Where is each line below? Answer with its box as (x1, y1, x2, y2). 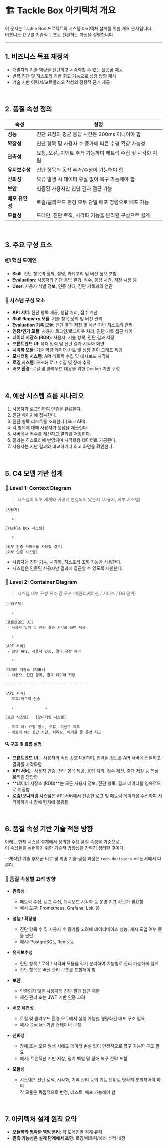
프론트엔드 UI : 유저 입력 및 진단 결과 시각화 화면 (12, 340, 105, 346)
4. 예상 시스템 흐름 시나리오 (5, 392, 84, 400)
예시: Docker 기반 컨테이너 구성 (19, 1021, 81, 1028)
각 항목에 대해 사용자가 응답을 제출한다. (12, 425, 89, 431)
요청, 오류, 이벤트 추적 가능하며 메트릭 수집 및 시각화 (36, 149, 151, 156)
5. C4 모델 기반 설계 (5, 469, 63, 478)
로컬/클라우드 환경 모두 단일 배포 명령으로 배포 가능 (36, 199, 149, 206)
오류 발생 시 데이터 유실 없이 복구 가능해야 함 (36, 176, 135, 183)
